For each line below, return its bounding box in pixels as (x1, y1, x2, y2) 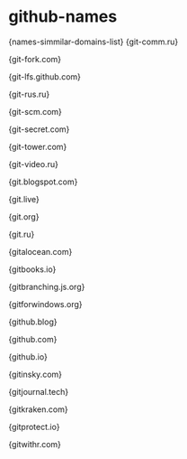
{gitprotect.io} (8, 421, 60, 432)
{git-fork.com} (8, 53, 62, 64)
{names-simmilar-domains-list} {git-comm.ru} (8, 36, 179, 47)
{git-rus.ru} (8, 89, 50, 99)
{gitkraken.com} (8, 404, 68, 415)
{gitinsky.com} (8, 369, 63, 379)
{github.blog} (8, 316, 58, 327)
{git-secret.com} (8, 124, 70, 135)
